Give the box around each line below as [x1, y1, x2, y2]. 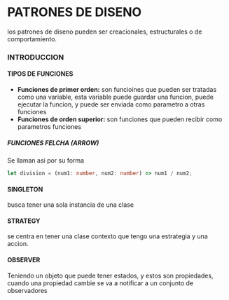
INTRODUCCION [7, 52, 64, 62]
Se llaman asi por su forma [7, 156, 85, 165]
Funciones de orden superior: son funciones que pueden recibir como [17, 115, 223, 123]
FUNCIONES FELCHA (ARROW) [7, 138, 99, 147]
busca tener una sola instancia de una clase [7, 200, 134, 209]
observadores [7, 286, 48, 294]
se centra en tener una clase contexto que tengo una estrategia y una [7, 232, 208, 240]
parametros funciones [17, 123, 82, 131]
